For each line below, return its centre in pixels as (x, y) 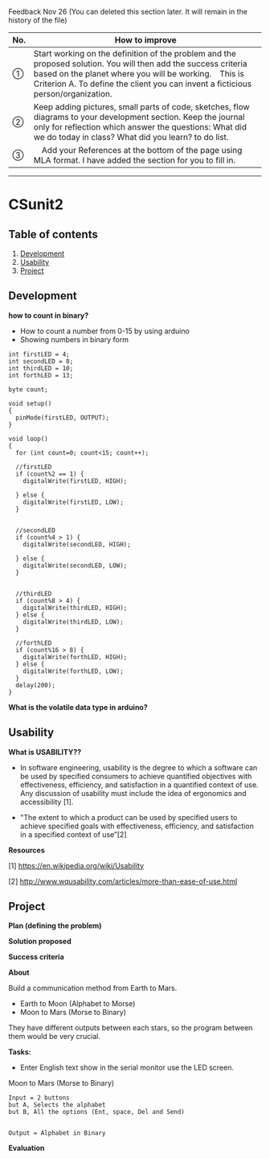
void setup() (30, 403)
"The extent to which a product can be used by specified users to (129, 817)
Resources (27, 850)
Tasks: (20, 1052)
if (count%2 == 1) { (50, 474)
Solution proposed (40, 942)
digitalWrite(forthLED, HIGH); (75, 657)
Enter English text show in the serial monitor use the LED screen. (127, 1068)
